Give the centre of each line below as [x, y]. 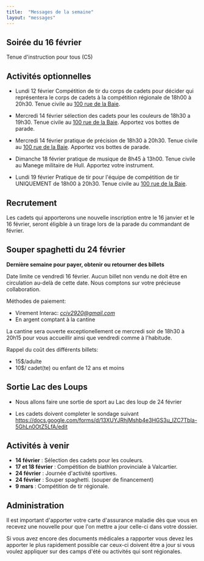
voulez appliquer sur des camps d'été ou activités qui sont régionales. [94, 552]
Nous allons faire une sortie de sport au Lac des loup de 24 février [98, 402]
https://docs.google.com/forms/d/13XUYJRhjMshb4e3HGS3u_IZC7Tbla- [106, 420]
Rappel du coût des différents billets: [52, 349]
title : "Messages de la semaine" [50, 12]
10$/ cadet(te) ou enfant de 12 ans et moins [70, 367]
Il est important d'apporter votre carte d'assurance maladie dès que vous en [102, 520]
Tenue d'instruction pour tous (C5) [50, 57]
